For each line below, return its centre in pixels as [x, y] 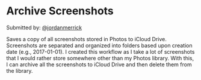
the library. [20, 70]
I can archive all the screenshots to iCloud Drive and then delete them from [99, 64]
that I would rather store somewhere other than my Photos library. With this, [100, 58]
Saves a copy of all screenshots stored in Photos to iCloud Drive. [86, 39]
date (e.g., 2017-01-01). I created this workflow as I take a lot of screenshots [100, 51]
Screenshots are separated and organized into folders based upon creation [99, 45]
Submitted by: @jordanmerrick [44, 27]
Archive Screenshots [60, 11]
